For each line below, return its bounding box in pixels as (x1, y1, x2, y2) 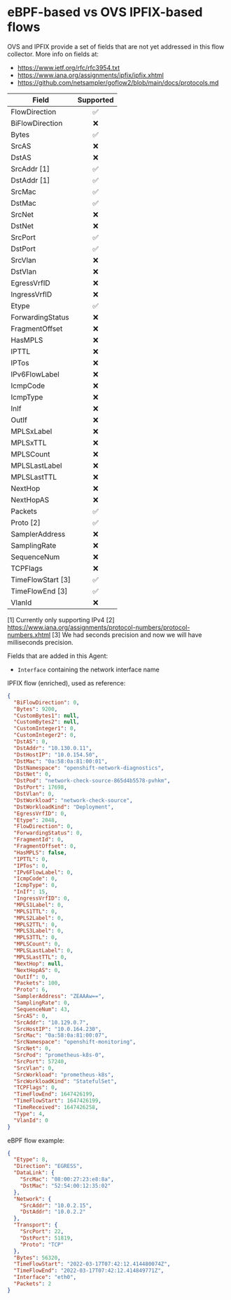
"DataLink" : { (13, 1169, 55, 1176)
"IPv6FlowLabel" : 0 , (13, 869, 73, 876)
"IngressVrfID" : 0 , (13, 895, 71, 902)
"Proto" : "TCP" (20, 1241, 64, 1248)
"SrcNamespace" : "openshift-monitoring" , (13, 1039, 136, 1046)
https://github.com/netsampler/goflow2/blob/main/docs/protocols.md (17, 78, 219, 86)
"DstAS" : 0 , (13, 738, 49, 745)
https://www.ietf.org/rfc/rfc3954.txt (17, 63, 120, 72)
